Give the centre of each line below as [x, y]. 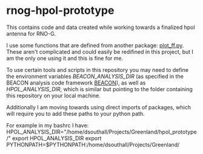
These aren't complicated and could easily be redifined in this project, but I [100, 51]
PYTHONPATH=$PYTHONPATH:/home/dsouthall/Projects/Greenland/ [93, 144]
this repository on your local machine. [54, 95]
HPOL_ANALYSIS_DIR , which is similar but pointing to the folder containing [99, 89]
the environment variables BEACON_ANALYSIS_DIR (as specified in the [95, 76]
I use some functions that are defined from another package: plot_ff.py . [95, 45]
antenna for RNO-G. [31, 33]
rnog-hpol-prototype [60, 11]
